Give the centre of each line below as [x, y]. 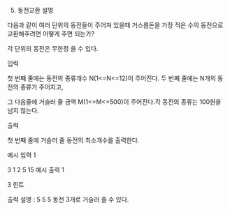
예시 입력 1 [22, 155]
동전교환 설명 [35, 10]
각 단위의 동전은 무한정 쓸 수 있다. [53, 48]
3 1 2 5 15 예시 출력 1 [36, 170]
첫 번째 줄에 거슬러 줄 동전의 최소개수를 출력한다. [73, 140]
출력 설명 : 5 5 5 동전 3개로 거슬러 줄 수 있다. [68, 200]
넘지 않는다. [23, 111]
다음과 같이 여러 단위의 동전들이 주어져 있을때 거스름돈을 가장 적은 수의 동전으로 [115, 25]
